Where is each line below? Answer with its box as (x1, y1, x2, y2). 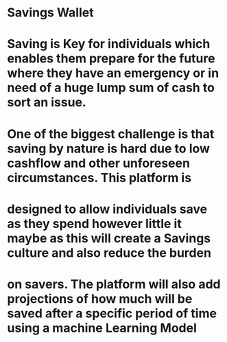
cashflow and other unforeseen (7, 155, 191, 171)
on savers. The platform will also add (7, 276, 221, 292)
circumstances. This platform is (7, 170, 192, 185)
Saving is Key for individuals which (7, 36, 211, 52)
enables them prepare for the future (7, 51, 215, 67)
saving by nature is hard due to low (7, 141, 211, 156)
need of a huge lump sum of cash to (7, 80, 215, 95)
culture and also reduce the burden (7, 245, 211, 260)
